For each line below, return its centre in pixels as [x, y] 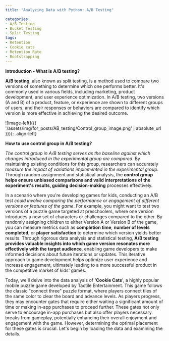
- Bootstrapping [22, 57]
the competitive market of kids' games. [46, 270]
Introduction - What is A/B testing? [42, 71]
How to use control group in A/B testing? [49, 143]
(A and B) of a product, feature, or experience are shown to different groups [84, 102]
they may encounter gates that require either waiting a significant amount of [84, 302]
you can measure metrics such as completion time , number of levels [77, 227]
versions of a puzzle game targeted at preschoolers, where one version [79, 211]
